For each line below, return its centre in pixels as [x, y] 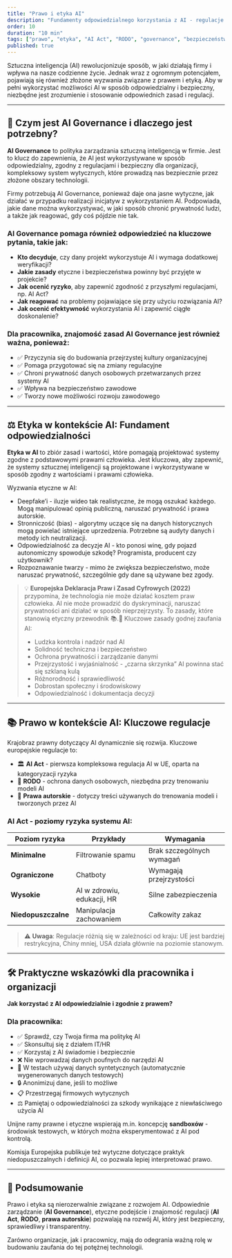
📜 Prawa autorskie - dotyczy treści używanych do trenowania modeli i [117, 796]
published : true [30, 46]
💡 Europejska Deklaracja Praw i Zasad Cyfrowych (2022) [107, 588]
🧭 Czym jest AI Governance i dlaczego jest [100, 123]
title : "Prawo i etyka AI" [46, 14]
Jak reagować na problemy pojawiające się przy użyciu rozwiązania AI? [120, 301]
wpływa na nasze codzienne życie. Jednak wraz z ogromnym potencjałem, [114, 73]
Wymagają [165, 871]
